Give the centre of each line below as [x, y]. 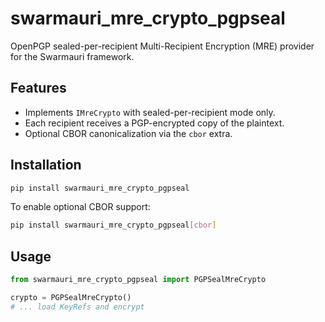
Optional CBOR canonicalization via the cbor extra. [128, 133]
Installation [46, 165]
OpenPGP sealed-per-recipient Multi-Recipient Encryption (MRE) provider [162, 46]
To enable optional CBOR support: [80, 207]
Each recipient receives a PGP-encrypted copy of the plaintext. [154, 123]
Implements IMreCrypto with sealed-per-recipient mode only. [150, 112]
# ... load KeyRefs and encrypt [77, 307]
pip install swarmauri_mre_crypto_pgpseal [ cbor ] [113, 225]
